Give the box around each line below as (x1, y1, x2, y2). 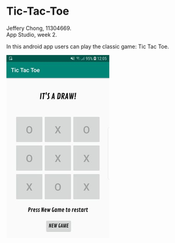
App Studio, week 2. (6, 31, 57, 38)
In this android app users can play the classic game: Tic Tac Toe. (6, 43, 170, 50)
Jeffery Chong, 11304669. (6, 24, 72, 32)
